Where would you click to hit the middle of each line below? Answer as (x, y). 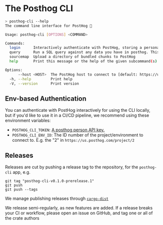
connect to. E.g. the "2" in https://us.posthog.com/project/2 (73, 140)
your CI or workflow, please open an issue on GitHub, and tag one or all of (79, 213)
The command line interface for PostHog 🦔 (49, 26)
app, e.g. (22, 172)
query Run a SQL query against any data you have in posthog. (79, 52)
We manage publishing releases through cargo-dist (57, 198)
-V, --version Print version (44, 83)
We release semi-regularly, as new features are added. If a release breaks (79, 208)
